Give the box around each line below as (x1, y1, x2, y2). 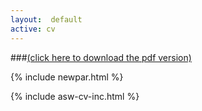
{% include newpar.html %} (10, 71, 124, 83)
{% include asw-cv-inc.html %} (10, 90, 140, 102)
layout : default (10, 14, 83, 25)
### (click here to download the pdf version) (10, 51, 192, 63)
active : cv (10, 24, 56, 34)
